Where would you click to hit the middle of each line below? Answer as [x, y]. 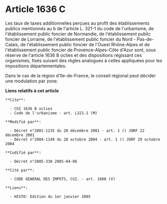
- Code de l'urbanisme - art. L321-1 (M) [54, 113]
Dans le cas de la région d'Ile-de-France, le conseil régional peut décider [81, 75]
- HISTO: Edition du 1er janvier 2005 [50, 196]
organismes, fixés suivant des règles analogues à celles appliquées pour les [84, 60]
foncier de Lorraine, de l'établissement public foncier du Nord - [70, 39]
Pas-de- [145, 39]
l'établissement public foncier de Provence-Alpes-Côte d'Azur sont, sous [81, 50]
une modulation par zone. [32, 81]
